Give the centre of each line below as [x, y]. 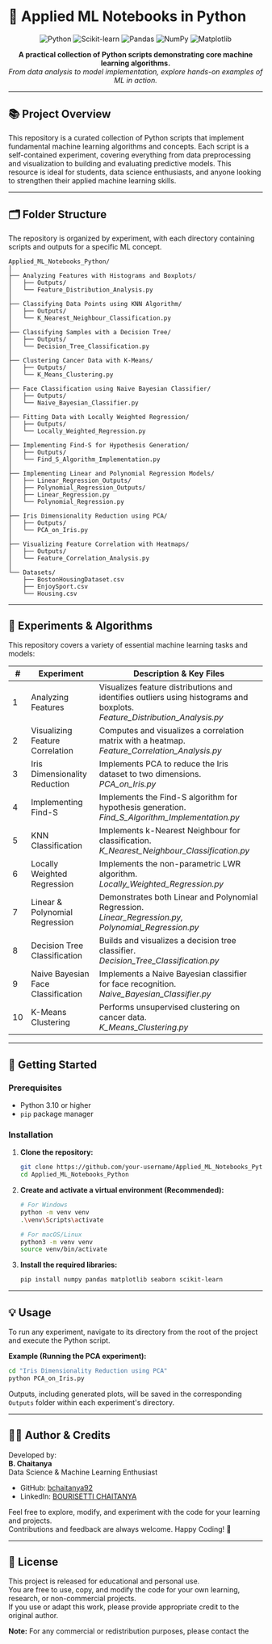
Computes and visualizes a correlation [172, 731]
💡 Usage [30, 1313]
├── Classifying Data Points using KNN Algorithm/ [95, 304]
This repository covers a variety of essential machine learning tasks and [128, 645]
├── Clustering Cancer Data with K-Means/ [81, 360]
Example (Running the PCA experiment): [77, 1357]
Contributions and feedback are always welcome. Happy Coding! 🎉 [120, 1529]
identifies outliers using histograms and [174, 698]
